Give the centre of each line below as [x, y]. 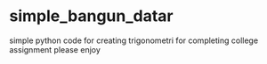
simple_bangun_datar [91, 16]
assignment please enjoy [55, 49]
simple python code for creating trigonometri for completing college [134, 40]
